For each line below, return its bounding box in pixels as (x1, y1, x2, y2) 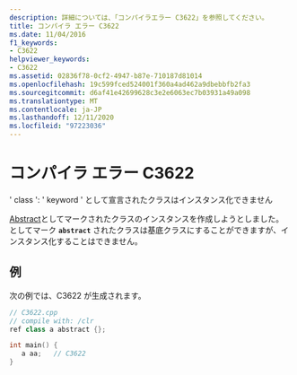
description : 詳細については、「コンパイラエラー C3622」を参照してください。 (9, 13, 269, 22)
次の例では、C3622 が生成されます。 (9, 290, 146, 301)
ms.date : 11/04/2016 (9, 30, 87, 39)
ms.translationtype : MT (9, 96, 99, 106)
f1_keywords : (9, 38, 58, 48)
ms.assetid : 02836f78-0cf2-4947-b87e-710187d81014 (9, 72, 203, 81)
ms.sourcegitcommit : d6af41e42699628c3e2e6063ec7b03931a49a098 (9, 88, 251, 97)
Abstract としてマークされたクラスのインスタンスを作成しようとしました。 (9, 213, 284, 224)
